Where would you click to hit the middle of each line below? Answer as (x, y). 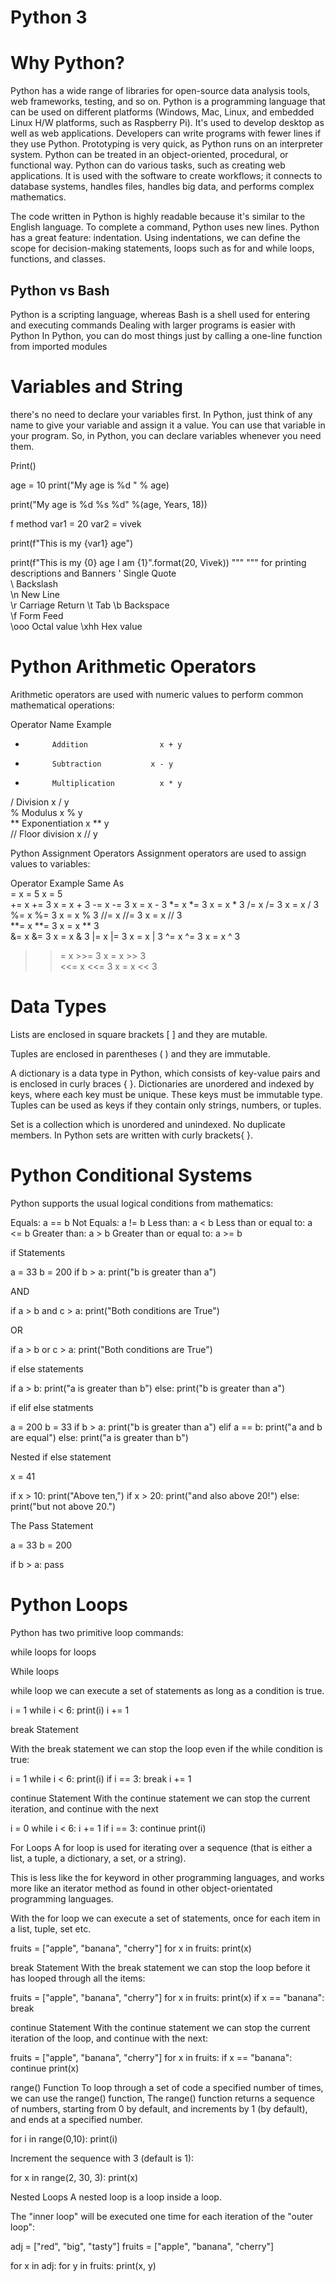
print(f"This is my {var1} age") (72, 543)
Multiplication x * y (117, 783)
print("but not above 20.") (63, 1506)
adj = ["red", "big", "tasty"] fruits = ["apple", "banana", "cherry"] (142, 2246)
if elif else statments (52, 1407)
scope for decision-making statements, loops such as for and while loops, (162, 248)
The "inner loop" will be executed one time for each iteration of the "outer (162, 2216)
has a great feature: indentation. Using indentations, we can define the (155, 238)
